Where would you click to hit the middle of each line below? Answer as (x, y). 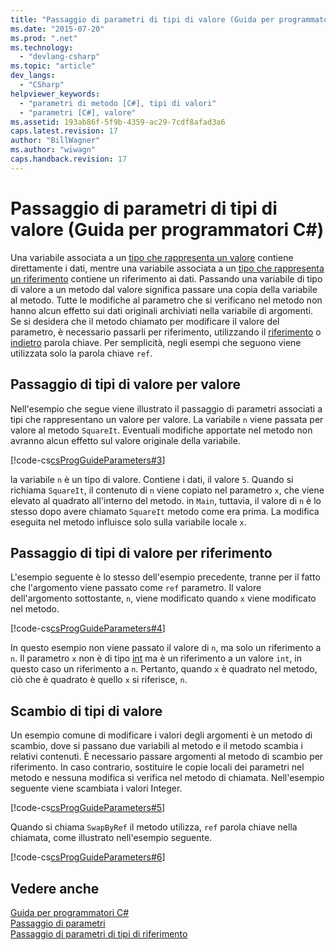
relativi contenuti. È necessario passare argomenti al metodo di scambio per (167, 757)
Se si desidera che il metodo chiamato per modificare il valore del (145, 321)
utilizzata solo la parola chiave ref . (81, 353)
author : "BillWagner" (55, 141)
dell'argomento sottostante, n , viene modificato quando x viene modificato (163, 598)
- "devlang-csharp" (60, 57)
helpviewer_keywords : (55, 94)
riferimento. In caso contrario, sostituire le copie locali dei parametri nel (157, 767)
